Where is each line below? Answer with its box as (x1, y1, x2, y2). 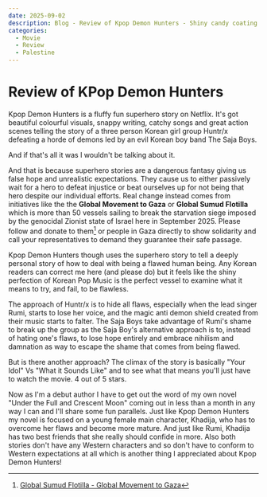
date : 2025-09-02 (8, 11, 66, 20)
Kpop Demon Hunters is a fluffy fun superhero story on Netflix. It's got (8, 109, 238, 119)
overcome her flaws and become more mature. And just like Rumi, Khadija (8, 423, 250, 432)
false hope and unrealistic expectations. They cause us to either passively (8, 174, 251, 183)
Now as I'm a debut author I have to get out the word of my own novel (8, 389, 237, 399)
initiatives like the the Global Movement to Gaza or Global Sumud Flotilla (8, 199, 249, 209)
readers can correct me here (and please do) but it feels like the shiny (8, 267, 237, 276)
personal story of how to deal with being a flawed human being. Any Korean (8, 258, 257, 268)
